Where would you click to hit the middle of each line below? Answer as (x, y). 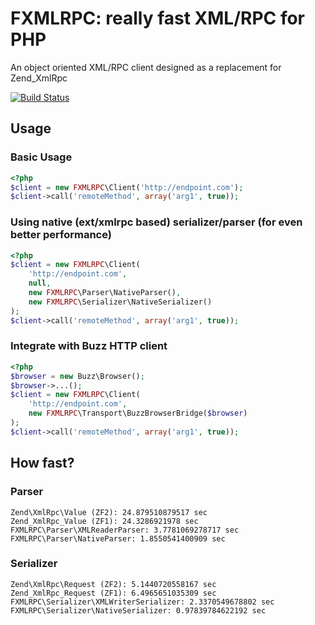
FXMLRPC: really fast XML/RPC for (157, 18)
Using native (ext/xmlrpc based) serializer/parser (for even (156, 222)
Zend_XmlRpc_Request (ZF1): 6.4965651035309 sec (113, 593)
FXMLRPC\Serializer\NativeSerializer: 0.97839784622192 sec (138, 610)
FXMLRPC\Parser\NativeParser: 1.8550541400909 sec (118, 538)
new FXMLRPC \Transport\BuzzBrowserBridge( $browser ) (138, 413)
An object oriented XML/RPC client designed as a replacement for (146, 67)
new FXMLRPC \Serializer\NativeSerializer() (120, 302)
